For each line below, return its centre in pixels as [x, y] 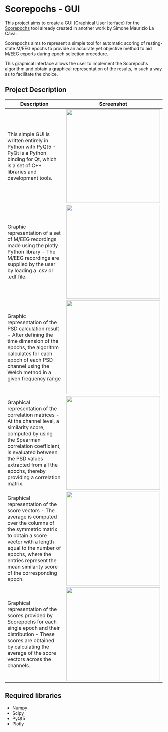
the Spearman [24, 440]
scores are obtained [31, 640]
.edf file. [17, 277]
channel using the [29, 366]
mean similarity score [33, 567]
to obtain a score [27, 535]
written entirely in [28, 140]
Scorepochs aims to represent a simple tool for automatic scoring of [75, 43]
